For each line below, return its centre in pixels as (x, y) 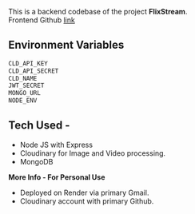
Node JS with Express (56, 145)
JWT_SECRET (26, 86)
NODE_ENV (23, 101)
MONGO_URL (25, 93)
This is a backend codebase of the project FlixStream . (98, 12)
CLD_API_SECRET (34, 71)
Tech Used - (39, 126)
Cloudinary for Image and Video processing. (93, 153)
